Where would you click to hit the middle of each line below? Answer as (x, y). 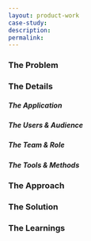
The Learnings (37, 228)
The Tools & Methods (44, 165)
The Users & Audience (46, 125)
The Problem (34, 66)
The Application (35, 105)
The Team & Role (36, 145)
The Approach (36, 186)
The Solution (33, 207)
